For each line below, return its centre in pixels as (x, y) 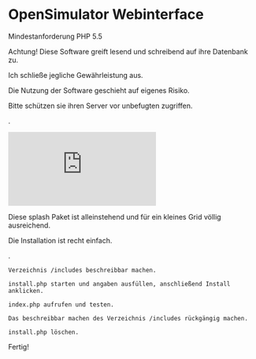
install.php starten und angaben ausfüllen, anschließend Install (119, 284)
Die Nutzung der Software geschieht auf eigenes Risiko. (99, 90)
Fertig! (19, 346)
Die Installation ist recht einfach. (60, 240)
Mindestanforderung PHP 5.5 (55, 36)
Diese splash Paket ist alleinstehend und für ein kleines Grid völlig (115, 217)
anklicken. (26, 291)
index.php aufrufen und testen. (61, 305)
